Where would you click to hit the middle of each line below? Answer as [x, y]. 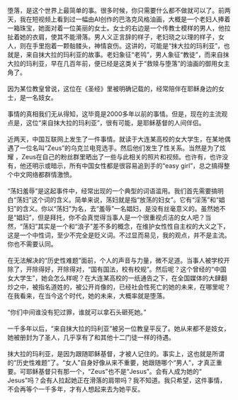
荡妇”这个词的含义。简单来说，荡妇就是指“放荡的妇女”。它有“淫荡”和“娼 [121, 200]
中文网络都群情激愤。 [44, 175]
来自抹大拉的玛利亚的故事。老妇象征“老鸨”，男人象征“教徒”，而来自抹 [127, 55]
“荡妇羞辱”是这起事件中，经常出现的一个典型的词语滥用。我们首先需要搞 [113, 191]
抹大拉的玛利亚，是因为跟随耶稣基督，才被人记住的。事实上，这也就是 [110, 354]
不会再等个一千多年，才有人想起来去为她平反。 [75, 389]
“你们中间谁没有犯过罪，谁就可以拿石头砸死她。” [77, 312]
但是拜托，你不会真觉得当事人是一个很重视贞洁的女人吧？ [121, 217]
